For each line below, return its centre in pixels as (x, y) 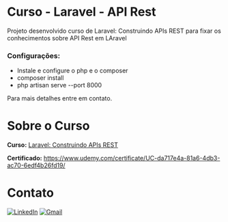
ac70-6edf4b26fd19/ (37, 165)
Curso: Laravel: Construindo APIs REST (62, 145)
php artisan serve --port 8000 (59, 85)
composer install (40, 78)
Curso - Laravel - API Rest (82, 12)
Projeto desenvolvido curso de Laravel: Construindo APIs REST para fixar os (114, 31)
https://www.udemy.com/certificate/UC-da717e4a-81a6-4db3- (132, 158)
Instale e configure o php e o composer (72, 71)
